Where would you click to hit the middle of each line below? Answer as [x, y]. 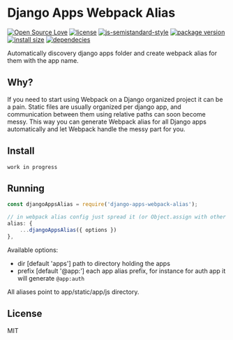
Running [26, 188]
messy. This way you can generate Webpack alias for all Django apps [107, 121]
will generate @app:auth [51, 278]
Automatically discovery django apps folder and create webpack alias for [112, 53]
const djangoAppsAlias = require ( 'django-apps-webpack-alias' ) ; [103, 205]
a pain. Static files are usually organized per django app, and [94, 107]
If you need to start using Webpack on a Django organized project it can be [115, 99]
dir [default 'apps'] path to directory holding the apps [94, 263]
